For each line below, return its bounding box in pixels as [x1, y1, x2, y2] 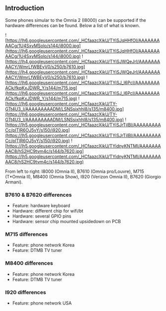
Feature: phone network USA [12, 300, 72, 306]
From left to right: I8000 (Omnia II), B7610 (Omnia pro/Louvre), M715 [5, 168, 144, 174]
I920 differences [5, 289, 46, 296]
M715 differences [5, 231, 48, 238]
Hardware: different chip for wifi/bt [12, 208, 83, 214]
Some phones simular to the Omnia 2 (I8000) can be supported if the [5, 17, 146, 23]
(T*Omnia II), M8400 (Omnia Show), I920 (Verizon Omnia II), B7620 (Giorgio [5, 173, 161, 179]
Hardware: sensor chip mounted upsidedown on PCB [12, 219, 121, 225]
